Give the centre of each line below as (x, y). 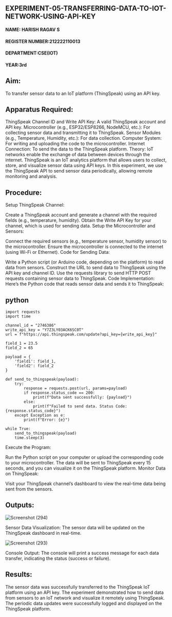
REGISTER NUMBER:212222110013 (43, 41)
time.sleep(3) (30, 438)
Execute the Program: (28, 447)
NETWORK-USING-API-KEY (51, 17)
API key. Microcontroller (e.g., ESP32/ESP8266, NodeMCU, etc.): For (78, 127)
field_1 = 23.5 (22, 344)
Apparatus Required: (39, 109)
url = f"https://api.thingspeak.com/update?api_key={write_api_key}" (81, 334)
